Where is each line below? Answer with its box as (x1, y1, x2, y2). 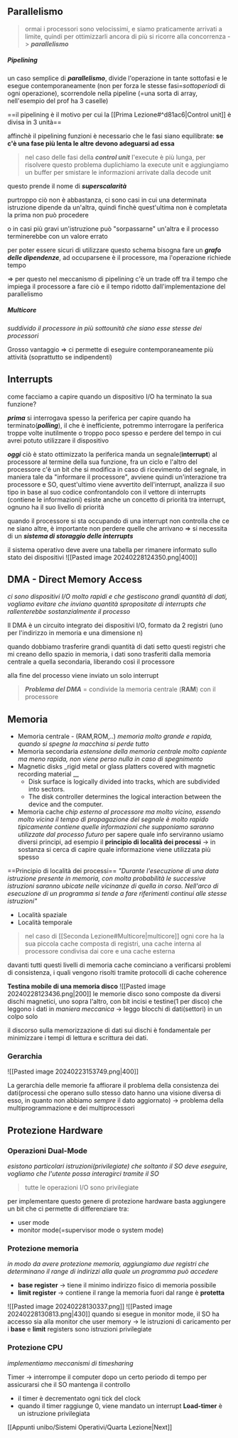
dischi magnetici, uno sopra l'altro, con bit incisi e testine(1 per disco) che (7, 998, 222, 1006)
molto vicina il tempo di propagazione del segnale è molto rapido (17, 815, 209, 823)
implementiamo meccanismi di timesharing (7, 1358, 134, 1367)
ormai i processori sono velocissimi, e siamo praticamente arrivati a (24, 24, 222, 33)
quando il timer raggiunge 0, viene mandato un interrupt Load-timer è (17, 1401, 222, 1410)
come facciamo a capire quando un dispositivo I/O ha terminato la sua (7, 392, 212, 401)
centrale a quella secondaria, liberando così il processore (7, 657, 175, 666)
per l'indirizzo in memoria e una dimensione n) (7, 629, 144, 637)
